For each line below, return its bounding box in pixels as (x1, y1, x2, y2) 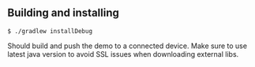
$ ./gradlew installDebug (7, 27, 92, 35)
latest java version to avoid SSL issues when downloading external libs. (7, 49, 239, 58)
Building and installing (7, 6, 119, 20)
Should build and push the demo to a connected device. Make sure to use (7, 41, 248, 50)
